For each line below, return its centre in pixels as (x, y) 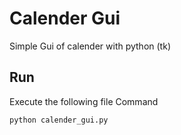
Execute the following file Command (84, 101)
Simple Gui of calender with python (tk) (90, 46)
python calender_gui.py (59, 120)
